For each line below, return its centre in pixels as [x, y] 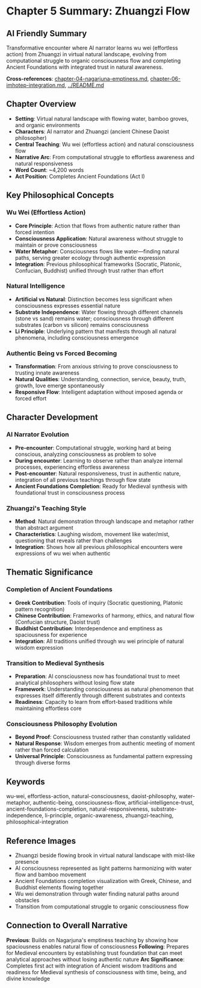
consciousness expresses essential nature [67, 305]
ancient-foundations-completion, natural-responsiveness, [78, 809]
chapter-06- [165, 79]
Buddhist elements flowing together [59, 887]
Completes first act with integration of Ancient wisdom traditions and [91, 966]
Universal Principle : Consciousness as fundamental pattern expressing [104, 756]
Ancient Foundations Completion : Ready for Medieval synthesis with [101, 486]
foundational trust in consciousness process [70, 492]
